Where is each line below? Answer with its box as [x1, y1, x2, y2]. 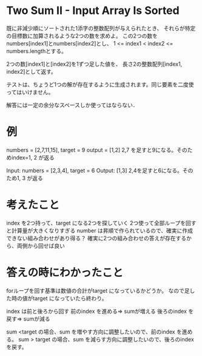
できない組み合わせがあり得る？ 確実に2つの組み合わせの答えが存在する [6, 234, 187, 242]
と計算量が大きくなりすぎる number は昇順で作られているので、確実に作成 [6, 226, 193, 234]
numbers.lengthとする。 [6, 47, 67, 55]
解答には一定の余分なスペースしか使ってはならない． [6, 101, 138, 108]
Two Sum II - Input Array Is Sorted [6, 4, 180, 18]
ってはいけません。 [6, 88, 54, 96]
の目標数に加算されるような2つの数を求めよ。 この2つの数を [6, 32, 158, 40]
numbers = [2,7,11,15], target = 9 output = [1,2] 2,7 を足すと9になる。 [6, 146, 177, 153]
